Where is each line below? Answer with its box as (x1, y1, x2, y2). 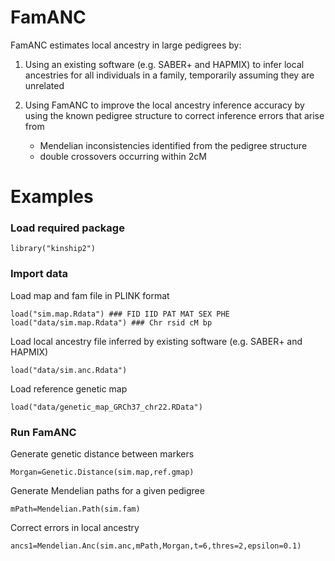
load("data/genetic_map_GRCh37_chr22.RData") (10, 402, 203, 412)
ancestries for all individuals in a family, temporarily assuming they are (24, 69, 315, 81)
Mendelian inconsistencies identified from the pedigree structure (39, 139, 308, 151)
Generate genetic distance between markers (10, 448, 195, 460)
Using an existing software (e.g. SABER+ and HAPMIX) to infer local (24, 58, 305, 70)
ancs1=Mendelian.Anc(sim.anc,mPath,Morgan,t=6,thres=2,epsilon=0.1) (10, 541, 302, 551)
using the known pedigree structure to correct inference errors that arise (24, 109, 325, 121)
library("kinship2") (10, 244, 97, 254)
